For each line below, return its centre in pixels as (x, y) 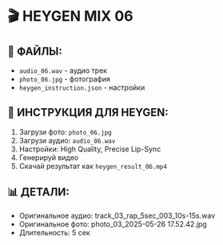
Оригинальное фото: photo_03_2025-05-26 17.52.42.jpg (113, 224)
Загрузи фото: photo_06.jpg (66, 132)
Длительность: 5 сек (55, 232)
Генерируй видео (49, 157)
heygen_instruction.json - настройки (82, 87)
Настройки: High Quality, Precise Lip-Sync (90, 149)
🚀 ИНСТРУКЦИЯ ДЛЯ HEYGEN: (88, 112)
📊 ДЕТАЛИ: (38, 193)
